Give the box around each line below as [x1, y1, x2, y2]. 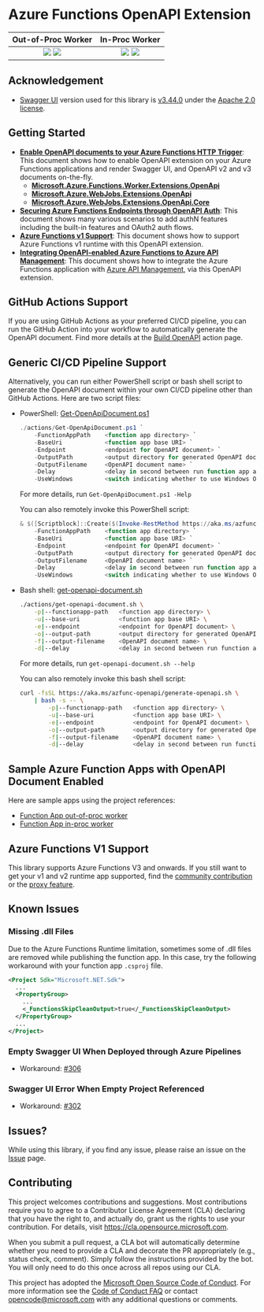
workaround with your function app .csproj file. [8, 961, 163, 970]
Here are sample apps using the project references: [8, 795, 176, 805]
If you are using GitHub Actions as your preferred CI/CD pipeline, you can [8, 317, 247, 326]
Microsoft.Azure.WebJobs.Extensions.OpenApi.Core [31, 197, 210, 206]
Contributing [8, 1176, 73, 1190]
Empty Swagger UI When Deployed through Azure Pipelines [8, 1046, 242, 1057]
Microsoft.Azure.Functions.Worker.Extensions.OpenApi [31, 180, 221, 190]
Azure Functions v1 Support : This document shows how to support [19, 231, 240, 240]
